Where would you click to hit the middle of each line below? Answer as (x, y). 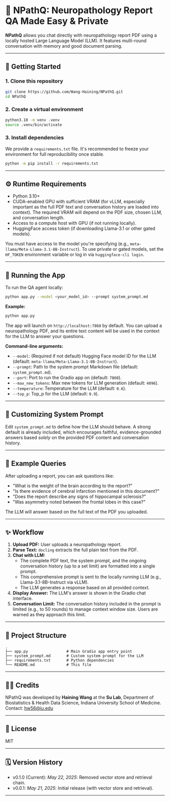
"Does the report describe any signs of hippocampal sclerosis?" (79, 496)
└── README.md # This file (49, 665)
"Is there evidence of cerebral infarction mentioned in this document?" (86, 491)
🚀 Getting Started (33, 67)
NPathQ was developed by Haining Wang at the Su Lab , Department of (80, 697)
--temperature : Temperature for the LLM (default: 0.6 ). (69, 388)
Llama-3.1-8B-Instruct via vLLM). (54, 582)
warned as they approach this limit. (49, 615)
